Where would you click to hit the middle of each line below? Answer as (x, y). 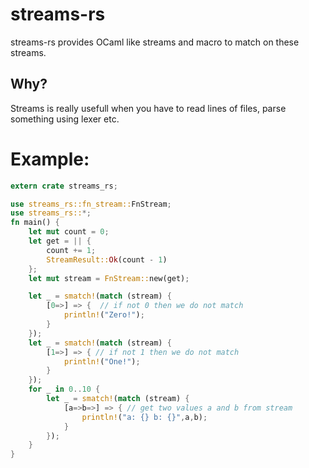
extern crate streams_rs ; (64, 186)
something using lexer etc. (65, 119)
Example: (50, 159)
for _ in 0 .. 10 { (64, 389)
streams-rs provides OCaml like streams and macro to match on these (155, 42)
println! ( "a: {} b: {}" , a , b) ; (144, 417)
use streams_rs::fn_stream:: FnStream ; (91, 204)
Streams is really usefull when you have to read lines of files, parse (148, 108)
